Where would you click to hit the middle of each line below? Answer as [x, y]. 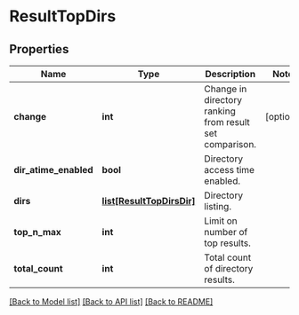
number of [226, 232]
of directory [229, 268]
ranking [220, 111]
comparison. [230, 144]
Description [230, 74]
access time [230, 170]
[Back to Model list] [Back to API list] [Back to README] [111, 302]
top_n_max [38, 232]
